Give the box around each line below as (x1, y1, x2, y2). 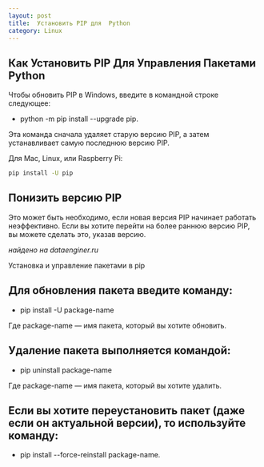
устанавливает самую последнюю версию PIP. (8, 138, 170, 148)
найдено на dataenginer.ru (8, 245, 98, 255)
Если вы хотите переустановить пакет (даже (8, 404, 246, 417)
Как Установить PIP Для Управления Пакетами (8, 56, 256, 70)
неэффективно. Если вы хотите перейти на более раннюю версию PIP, (8, 221, 250, 231)
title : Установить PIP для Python (8, 19, 130, 27)
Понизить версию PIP (8, 191, 122, 205)
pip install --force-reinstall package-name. (19, 450, 161, 460)
